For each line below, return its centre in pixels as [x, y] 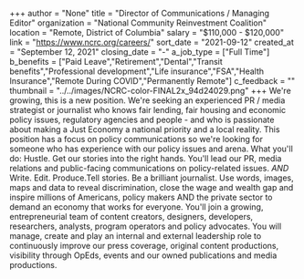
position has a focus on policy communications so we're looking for [136, 139]
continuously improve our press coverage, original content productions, [144, 246]
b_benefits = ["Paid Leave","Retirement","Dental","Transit [116, 62]
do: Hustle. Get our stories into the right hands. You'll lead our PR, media [146, 158]
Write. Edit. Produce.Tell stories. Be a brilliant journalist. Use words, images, [152, 178]
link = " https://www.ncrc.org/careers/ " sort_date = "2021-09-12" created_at [152, 42]
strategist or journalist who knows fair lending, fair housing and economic [148, 110]
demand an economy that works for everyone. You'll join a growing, [136, 207]
